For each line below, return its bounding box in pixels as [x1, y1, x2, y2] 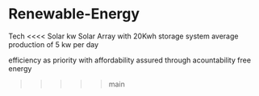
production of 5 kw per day [8, 39, 99, 49]
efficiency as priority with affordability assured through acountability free [8, 55, 252, 65]
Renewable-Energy [8, 5, 140, 23]
